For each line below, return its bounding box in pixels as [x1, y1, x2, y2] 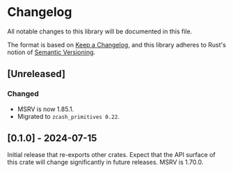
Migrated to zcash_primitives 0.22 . [17, 112, 120, 120]
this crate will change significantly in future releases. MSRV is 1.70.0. [7, 158, 204, 167]
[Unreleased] [7, 68, 66, 80]
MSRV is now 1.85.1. [17, 105, 74, 113]
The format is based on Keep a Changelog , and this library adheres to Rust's [7, 40, 226, 49]
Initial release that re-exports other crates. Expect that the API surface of [7, 151, 216, 159]
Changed [7, 89, 40, 99]
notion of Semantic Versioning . [7, 48, 96, 56]
